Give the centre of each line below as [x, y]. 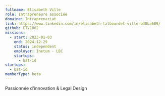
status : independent [35, 47]
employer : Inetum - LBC [39, 51]
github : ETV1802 [22, 28]
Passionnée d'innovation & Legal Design [46, 88]
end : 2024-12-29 [31, 42]
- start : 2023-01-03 [31, 38]
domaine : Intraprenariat [31, 19]
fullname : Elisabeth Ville [33, 10]
